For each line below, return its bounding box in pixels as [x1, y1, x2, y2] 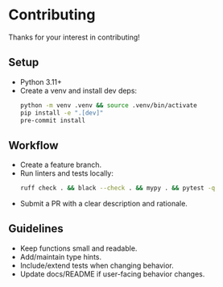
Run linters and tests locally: [19, 168, 114, 178]
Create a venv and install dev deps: [19, 85, 138, 95]
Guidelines [8, 222, 64, 235]
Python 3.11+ [19, 77, 63, 86]
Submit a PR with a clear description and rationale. [19, 199, 188, 209]
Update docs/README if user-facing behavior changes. [19, 268, 205, 279]
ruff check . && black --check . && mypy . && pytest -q [19, 184, 216, 193]
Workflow [8, 139, 59, 152]
